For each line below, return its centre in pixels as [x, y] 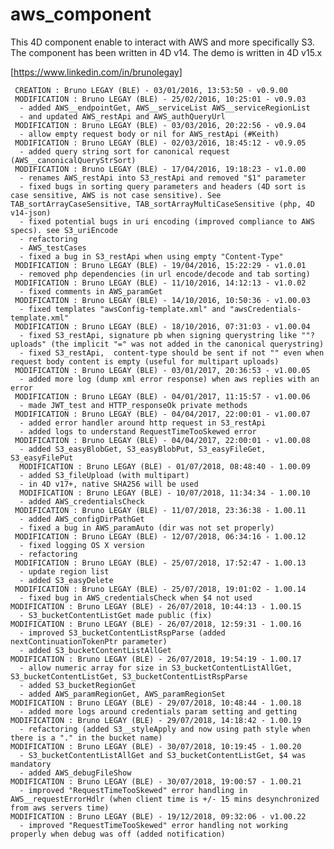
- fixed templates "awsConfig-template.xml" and [122, 309]
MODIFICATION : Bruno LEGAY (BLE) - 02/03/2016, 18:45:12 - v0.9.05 [160, 143]
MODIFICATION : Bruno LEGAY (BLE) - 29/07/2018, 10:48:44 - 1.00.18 [156, 703]
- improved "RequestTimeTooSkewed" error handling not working [153, 825]
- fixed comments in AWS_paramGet [91, 291]
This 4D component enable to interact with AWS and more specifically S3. [162, 42]
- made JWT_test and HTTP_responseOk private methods [133, 405]
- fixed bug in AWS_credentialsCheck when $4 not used [136, 598]
